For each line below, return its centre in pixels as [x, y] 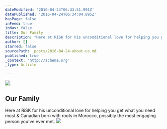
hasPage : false [21, 19]
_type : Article [21, 65]
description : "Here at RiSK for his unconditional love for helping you [82, 38]
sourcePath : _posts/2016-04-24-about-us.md [51, 51]
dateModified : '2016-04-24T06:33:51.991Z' [50, 10]
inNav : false [19, 28]
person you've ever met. [30, 121]
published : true [22, 56]
